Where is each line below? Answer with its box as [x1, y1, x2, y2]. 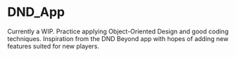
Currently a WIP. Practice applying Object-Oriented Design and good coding [7, 27, 229, 35]
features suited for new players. [7, 42, 100, 50]
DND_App [7, 4, 66, 20]
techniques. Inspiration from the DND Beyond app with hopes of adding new [7, 34, 229, 42]
